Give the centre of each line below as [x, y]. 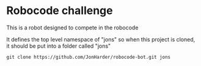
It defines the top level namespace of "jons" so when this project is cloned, [101, 39]
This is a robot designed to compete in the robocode [72, 28]
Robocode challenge [60, 11]
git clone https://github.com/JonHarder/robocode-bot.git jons [89, 57]
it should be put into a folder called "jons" [59, 46]
